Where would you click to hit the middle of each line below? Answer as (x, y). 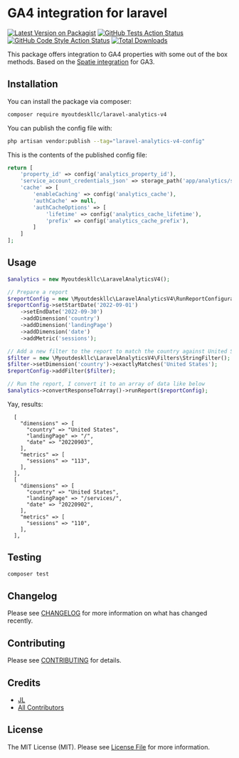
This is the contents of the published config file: (77, 155)
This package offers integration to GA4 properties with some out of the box (117, 54)
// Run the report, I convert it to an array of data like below (106, 384)
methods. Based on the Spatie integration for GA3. (81, 61)
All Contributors (41, 707)
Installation (33, 84)
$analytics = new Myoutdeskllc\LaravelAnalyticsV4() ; (89, 279)
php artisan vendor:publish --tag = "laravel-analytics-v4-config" (106, 141)
